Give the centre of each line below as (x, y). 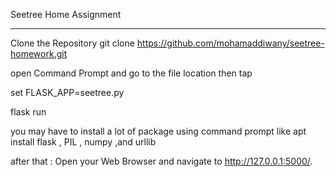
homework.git (39, 53)
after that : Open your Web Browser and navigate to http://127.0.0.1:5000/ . (161, 161)
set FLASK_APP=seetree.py (67, 92)
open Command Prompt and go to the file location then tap (131, 73)
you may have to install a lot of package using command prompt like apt (158, 131)
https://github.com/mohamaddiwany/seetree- (230, 43)
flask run (28, 112)
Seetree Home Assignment (66, 14)
